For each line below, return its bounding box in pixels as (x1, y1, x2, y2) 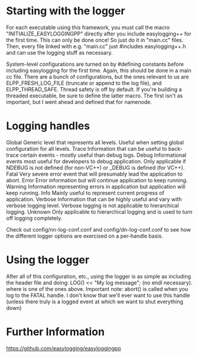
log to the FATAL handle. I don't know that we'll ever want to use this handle (6, 292, 190, 299)
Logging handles (6, 119, 90, 133)
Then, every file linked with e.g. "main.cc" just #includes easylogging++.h (6, 43, 186, 50)
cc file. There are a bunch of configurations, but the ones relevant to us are (6, 73, 189, 80)
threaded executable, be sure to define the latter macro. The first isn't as (6, 92, 183, 99)
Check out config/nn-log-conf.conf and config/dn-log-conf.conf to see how (6, 226, 191, 233)
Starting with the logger (6, 4, 125, 18)
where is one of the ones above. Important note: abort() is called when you (6, 285, 189, 292)
